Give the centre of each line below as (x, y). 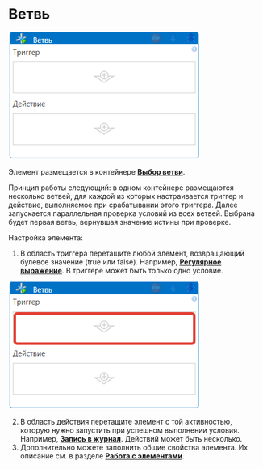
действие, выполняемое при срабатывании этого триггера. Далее (123, 205)
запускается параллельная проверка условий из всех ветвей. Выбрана (132, 213)
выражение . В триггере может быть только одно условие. (121, 270)
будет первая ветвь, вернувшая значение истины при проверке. (120, 222)
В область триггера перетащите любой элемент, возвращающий (132, 253)
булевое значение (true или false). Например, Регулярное (121, 262)
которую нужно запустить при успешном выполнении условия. (129, 430)
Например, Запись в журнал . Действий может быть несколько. (131, 438)
